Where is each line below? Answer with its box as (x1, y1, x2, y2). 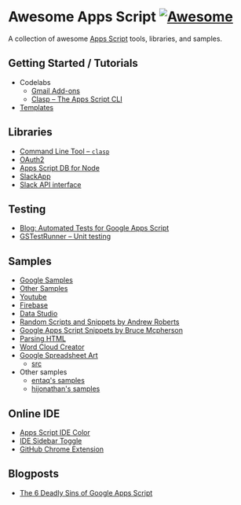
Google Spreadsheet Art (19, 351, 98, 360)
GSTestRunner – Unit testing (19, 232, 111, 241)
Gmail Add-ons (31, 86, 81, 95)
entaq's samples (31, 376, 85, 385)
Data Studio (19, 309, 58, 319)
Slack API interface (19, 179, 82, 189)
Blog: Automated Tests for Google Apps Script (19, 223, 170, 233)
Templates (19, 102, 53, 112)
